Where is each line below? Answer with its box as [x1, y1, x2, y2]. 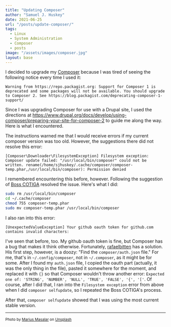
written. [5, 162, 24, 168]
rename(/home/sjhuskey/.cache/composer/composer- [25, 162, 133, 168]
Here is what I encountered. [5, 123, 64, 129]
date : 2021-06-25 [5, 17, 42, 22]
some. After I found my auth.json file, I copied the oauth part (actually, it [5, 260, 157, 266]
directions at [5, 112, 32, 118]
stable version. [5, 302, 37, 308]
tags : [5, 27, 17, 32]
